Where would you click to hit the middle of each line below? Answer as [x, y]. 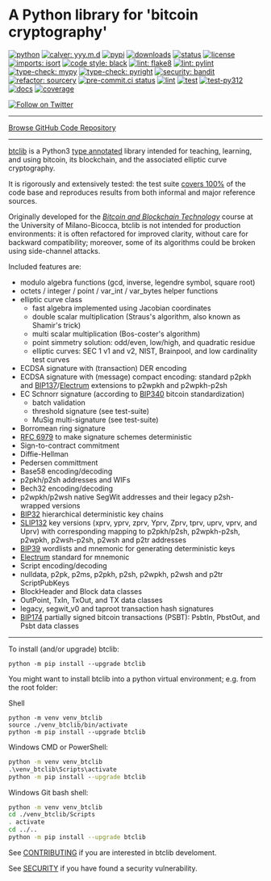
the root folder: [33, 687]
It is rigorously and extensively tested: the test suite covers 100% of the [127, 183]
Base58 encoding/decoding [66, 471]
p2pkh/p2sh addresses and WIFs [75, 479]
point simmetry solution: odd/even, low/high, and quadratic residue [144, 342]
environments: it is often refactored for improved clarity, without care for [128, 234]
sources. [23, 200]
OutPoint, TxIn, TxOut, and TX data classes [91, 600]
